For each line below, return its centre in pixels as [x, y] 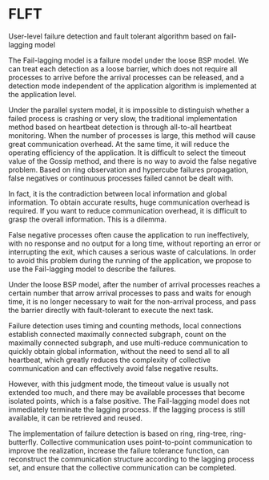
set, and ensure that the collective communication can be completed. [122, 467]
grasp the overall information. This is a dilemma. [87, 219]
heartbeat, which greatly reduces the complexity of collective [109, 360]
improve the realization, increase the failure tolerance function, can [119, 450]
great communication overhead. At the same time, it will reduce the [119, 144]
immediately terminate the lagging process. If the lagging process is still [127, 409]
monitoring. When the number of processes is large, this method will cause [132, 135]
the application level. [42, 94]
